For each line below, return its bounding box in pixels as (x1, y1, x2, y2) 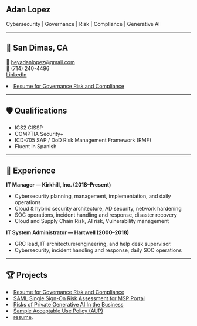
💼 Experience (6, 165, 56, 175)
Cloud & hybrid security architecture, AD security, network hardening (14, 205, 182, 212)
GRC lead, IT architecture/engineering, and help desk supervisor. (14, 241, 172, 248)
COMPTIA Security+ (14, 131, 64, 138)
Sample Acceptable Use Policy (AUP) (13, 307, 104, 314)
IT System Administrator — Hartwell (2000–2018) (6, 229, 130, 236)
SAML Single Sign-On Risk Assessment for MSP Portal (13, 295, 145, 302)
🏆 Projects (6, 270, 48, 280)
